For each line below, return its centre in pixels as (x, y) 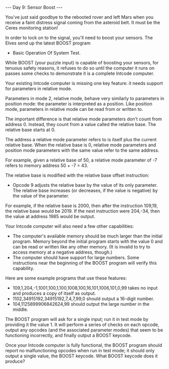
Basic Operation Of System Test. (47, 53)
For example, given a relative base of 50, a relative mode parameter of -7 (81, 160)
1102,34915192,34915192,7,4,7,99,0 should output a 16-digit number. (83, 299)
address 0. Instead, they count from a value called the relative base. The (81, 124)
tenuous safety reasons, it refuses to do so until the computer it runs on (80, 68)
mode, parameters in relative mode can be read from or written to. (74, 109)
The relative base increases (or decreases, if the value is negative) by (85, 190)
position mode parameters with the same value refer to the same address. (82, 150)
